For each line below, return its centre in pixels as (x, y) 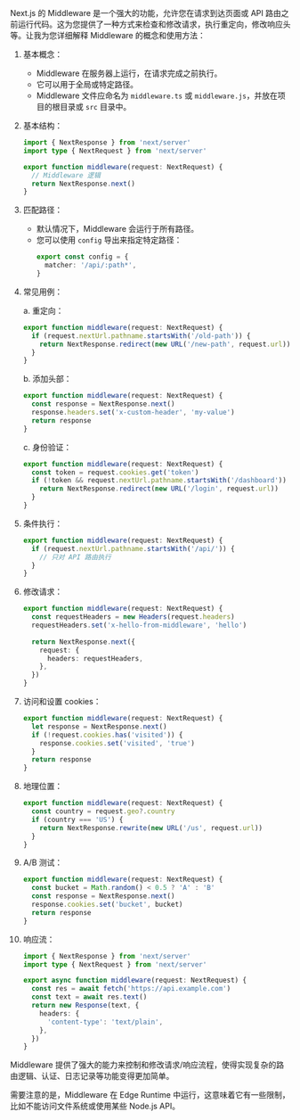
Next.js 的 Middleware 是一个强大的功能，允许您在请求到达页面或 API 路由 (146, 13)
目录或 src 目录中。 (96, 107)
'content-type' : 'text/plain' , (105, 1022)
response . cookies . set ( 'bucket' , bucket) (107, 904)
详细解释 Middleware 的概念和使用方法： (131, 35)
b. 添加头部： (47, 379)
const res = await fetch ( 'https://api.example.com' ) (131, 989)
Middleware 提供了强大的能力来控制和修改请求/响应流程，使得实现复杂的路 (147, 1065)
